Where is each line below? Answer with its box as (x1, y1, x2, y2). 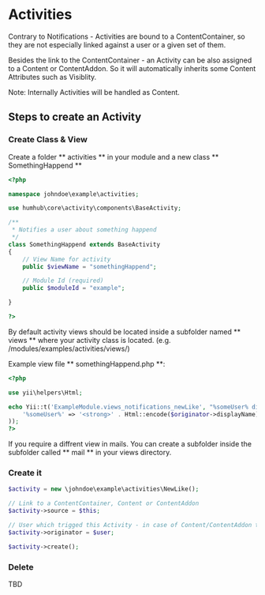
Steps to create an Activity (8, 111, 142, 124)
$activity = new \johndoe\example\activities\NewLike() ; (8, 485, 200, 493)
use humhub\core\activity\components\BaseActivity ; (8, 204, 181, 213)
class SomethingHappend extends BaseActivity (8, 240, 160, 248)
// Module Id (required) (22, 277, 104, 285)
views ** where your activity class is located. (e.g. (8, 335, 171, 345)
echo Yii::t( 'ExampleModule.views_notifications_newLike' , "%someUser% (8, 403, 248, 411)
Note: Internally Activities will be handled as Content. (8, 87, 180, 96)
